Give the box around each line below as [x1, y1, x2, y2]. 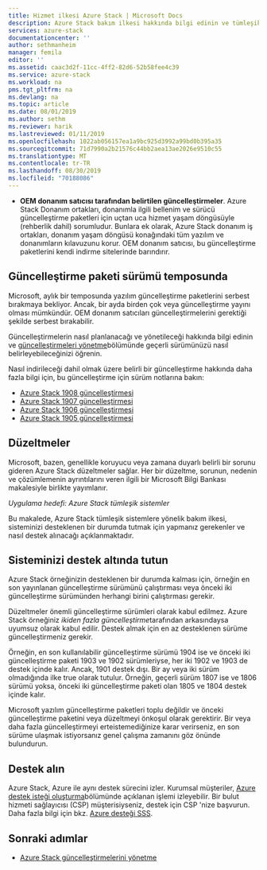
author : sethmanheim [8, 41, 77, 49]
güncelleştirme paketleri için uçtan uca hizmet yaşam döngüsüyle [19, 212, 235, 223]
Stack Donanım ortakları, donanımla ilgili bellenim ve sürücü [19, 204, 215, 214]
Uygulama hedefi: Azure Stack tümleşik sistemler [8, 498, 170, 507]
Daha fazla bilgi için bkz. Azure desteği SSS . [8, 809, 153, 818]
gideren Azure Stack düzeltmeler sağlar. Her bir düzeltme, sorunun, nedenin [8, 466, 257, 476]
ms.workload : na [8, 78, 62, 86]
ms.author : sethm [8, 115, 66, 123]
